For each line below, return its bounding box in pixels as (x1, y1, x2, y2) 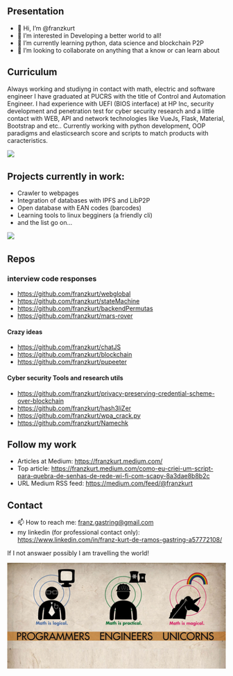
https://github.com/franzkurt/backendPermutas (17, 305, 154, 313)
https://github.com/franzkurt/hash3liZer (17, 404, 132, 412)
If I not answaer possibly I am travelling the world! (7, 549, 149, 557)
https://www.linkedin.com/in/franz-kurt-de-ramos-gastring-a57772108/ (17, 536, 223, 544)
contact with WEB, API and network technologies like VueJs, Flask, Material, (7, 114, 225, 122)
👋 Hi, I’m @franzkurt (17, 24, 75, 32)
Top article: (17, 464, 50, 473)
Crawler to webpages (17, 189, 79, 197)
